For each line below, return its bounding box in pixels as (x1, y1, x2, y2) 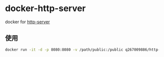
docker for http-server (5, 19, 50, 25)
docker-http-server (5, 3, 86, 14)
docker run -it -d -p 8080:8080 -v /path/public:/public (5, 47, 123, 52)
